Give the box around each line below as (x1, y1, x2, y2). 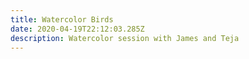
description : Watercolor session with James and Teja (10, 33, 240, 43)
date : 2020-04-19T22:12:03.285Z (10, 24, 145, 34)
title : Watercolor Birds (10, 14, 114, 25)
